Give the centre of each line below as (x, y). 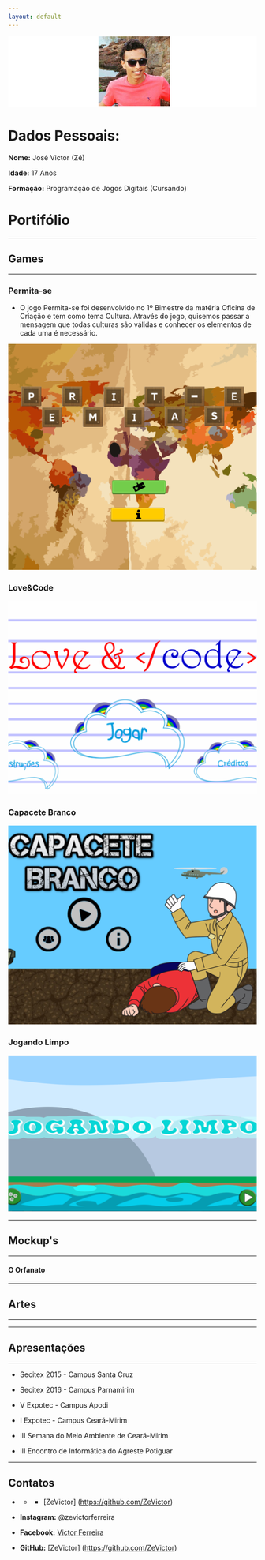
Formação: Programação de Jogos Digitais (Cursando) (97, 189)
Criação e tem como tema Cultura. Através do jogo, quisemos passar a (134, 317)
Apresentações (47, 1348)
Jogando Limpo (39, 1042)
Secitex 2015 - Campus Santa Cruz (77, 1374)
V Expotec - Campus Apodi (64, 1404)
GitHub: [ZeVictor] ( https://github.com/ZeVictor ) (98, 1548)
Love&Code (31, 588)
